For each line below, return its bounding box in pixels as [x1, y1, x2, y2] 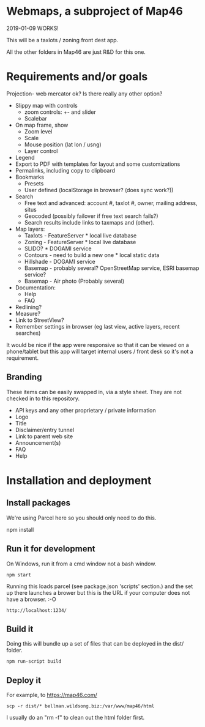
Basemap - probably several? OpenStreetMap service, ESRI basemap [24, 264, 199, 272]
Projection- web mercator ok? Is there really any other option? [6, 90, 163, 97]
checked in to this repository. [6, 395, 80, 402]
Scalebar [24, 114, 47, 122]
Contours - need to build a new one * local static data [24, 251, 160, 258]
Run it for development [6, 543, 95, 554]
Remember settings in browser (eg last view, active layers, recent [15, 322, 180, 330]
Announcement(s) [15, 439, 61, 446]
